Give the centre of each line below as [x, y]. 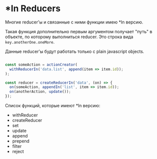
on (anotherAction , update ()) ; [40, 92]
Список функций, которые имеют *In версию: [53, 106]
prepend [21, 141]
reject [18, 152]
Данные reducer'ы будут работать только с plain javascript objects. [75, 51]
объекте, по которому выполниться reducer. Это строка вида [69, 37]
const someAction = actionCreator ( [41, 65]
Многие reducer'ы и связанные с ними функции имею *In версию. [74, 22]
